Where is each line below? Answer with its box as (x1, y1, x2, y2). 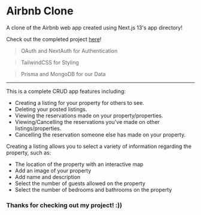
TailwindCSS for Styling (20, 59, 80, 66)
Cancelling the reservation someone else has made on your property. (14, 131, 186, 138)
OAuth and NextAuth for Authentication (20, 47, 118, 54)
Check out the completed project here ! (6, 35, 102, 43)
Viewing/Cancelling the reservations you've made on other (14, 118, 160, 125)
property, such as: (6, 149, 51, 156)
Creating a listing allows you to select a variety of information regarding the (6, 143, 192, 150)
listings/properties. (14, 125, 62, 132)
